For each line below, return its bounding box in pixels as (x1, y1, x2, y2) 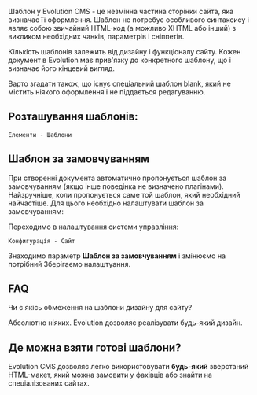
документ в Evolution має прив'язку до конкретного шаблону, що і (8, 55, 232, 65)
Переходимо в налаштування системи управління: (8, 222, 179, 231)
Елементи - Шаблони (8, 131, 72, 138)
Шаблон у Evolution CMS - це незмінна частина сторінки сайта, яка (8, 7, 234, 16)
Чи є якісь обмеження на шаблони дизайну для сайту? (8, 303, 193, 312)
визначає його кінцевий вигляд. (8, 64, 116, 73)
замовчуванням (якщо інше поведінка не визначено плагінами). (8, 181, 224, 191)
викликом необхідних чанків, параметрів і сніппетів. (8, 31, 185, 41)
